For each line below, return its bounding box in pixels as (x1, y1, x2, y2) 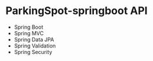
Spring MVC (14, 29, 44, 36)
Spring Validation (14, 42, 56, 49)
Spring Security (14, 48, 53, 55)
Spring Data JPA (14, 36, 54, 43)
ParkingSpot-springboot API (5, 4, 148, 18)
